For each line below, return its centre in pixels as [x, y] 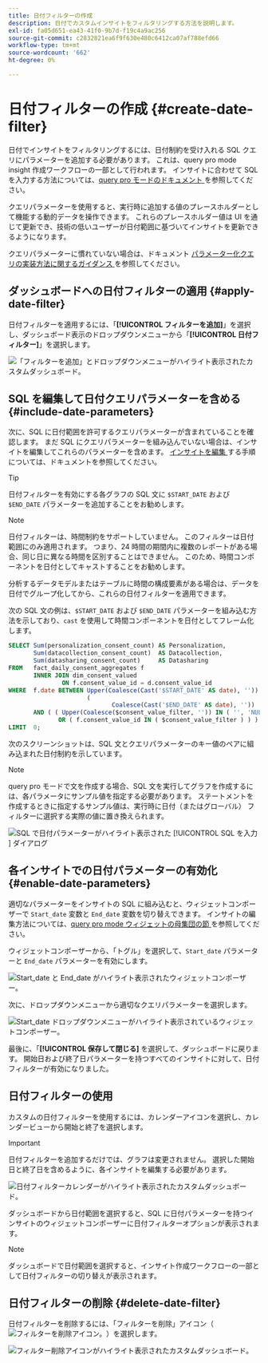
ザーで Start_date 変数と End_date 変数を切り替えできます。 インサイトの [128, 913]
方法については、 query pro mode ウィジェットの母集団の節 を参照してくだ [138, 924]
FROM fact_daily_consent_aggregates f [77, 668]
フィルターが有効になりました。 [61, 1068]
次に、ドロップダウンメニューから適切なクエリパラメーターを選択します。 [130, 1004]
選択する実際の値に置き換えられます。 [106, 816]
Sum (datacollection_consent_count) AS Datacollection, [128, 653]
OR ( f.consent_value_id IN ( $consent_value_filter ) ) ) [159, 720]
